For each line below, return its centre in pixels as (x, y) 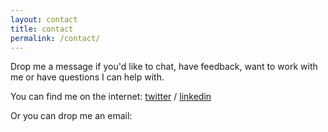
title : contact (42, 29)
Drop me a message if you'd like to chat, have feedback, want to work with (164, 67)
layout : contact (44, 19)
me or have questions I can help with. (87, 77)
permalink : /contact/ (55, 38)
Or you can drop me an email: (71, 116)
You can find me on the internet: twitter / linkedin (111, 97)
